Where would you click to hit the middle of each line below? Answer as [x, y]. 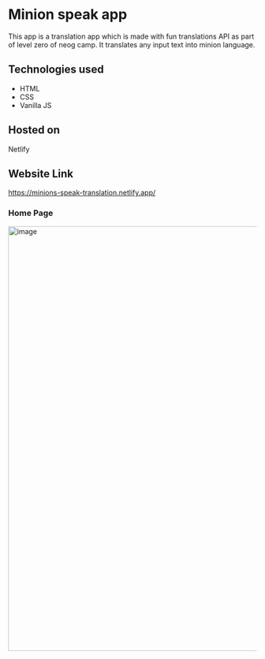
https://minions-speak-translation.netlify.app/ [82, 193]
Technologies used [56, 70]
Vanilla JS [35, 105]
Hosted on [34, 130]
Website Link [41, 174]
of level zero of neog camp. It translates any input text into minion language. [132, 44]
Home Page [31, 213]
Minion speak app [68, 15]
